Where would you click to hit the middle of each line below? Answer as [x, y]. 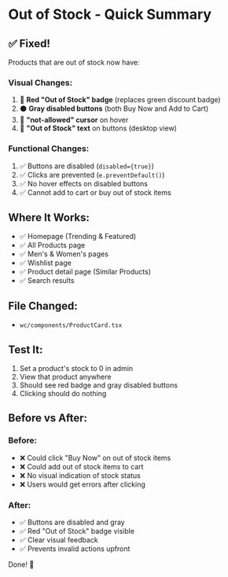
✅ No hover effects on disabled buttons [83, 183]
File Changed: [43, 305]
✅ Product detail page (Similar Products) [85, 272]
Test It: [26, 349]
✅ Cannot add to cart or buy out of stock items [95, 192]
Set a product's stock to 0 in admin [76, 369]
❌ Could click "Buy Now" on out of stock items [95, 458]
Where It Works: [49, 217]
